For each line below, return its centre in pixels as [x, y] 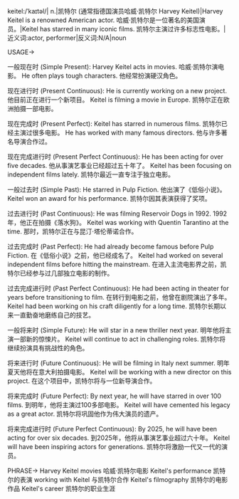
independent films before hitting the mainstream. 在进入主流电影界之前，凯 [117, 264]
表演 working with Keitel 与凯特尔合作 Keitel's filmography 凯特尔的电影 [124, 479]
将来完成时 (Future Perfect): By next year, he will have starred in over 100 [115, 396]
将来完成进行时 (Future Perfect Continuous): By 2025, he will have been [112, 429]
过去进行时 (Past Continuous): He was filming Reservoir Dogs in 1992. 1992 [117, 214]
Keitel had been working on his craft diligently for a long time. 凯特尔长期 [114, 306]
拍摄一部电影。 [35, 109]
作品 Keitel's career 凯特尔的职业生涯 [62, 488]
